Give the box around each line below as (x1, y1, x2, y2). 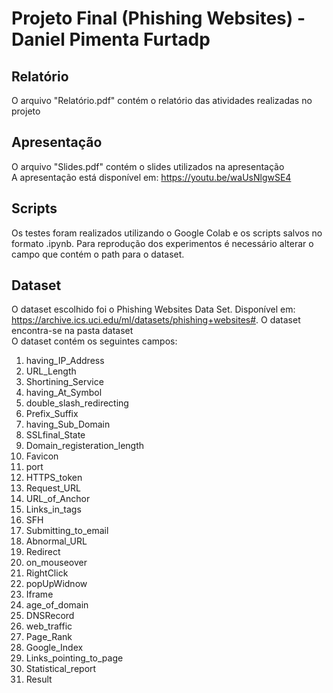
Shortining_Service (25, 376, 104, 388)
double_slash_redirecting (25, 397, 129, 409)
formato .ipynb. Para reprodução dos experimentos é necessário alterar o (11, 237, 314, 249)
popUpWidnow (25, 578, 88, 590)
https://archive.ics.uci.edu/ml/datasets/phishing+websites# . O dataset (11, 314, 301, 326)
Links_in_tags (25, 503, 82, 516)
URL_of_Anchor (25, 493, 91, 505)
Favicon (25, 450, 59, 462)
